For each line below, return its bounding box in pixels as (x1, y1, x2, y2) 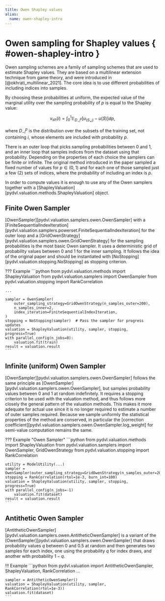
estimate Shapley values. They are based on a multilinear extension (5, 69, 141, 75)
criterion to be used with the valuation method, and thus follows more (5, 396, 146, 402)
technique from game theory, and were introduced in (5, 75, 112, 81)
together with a (5, 184, 36, 190)
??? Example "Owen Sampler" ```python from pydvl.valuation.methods (5, 437, 146, 443)
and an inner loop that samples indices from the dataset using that (5, 149, 139, 155)
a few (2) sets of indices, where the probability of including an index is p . (5, 170, 153, 176)
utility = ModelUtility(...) (5, 462, 65, 467)
